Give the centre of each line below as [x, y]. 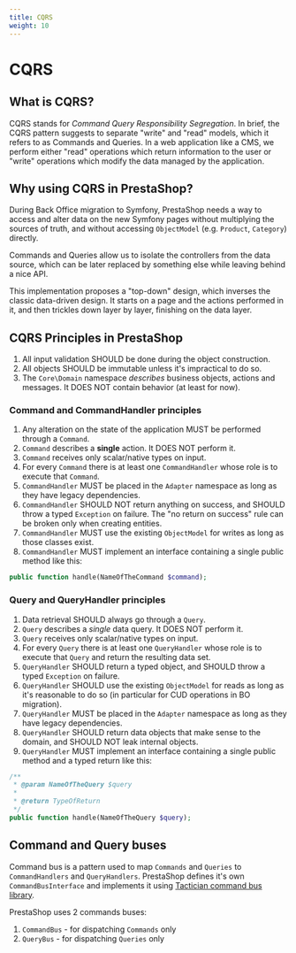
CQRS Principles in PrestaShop [96, 338]
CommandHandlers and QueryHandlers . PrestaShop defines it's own [127, 876]
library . [22, 895]
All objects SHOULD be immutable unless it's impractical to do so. [142, 369]
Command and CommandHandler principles [106, 411]
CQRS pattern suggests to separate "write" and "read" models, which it [139, 133]
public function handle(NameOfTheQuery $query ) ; [100, 818]
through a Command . [56, 439]
